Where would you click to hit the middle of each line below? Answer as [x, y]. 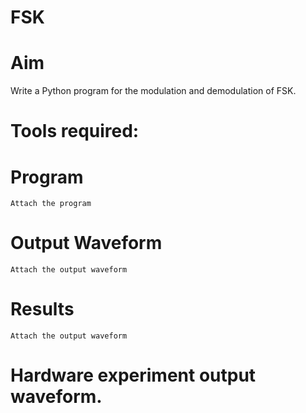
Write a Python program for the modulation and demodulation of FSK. [153, 91]
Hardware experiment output [133, 375]
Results [42, 309]
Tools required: [75, 131]
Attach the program [51, 204]
